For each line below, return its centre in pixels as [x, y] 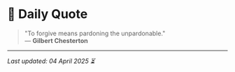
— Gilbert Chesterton [56, 40]
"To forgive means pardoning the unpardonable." [95, 33]
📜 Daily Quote [48, 14]
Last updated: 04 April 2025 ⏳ [51, 61]
